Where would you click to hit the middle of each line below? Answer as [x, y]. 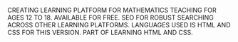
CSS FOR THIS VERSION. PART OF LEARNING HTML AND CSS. [100, 32]
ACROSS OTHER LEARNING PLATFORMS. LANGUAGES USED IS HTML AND [119, 25]
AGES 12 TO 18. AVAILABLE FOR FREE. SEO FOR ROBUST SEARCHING [110, 17]
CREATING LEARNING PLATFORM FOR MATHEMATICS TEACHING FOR [112, 10]
